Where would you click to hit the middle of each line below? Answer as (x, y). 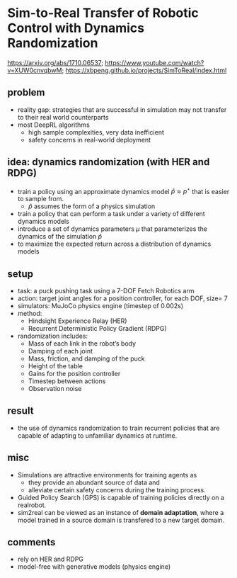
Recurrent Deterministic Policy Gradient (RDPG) (98, 329)
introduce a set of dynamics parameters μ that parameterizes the (112, 229)
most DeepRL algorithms (53, 125)
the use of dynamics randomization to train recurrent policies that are (118, 428)
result (21, 411)
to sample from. (41, 199)
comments (31, 542)
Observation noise (55, 389)
